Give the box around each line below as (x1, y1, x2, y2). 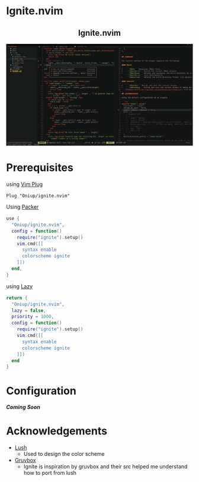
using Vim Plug (6, 181, 43, 188)
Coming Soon (6, 404, 40, 411)
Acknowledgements (6, 424, 108, 438)
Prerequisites (6, 161, 74, 175)
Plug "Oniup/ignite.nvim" (6, 193, 70, 199)
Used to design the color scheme (23, 451, 105, 458)
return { (6, 295, 28, 301)
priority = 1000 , (11, 314, 54, 320)
